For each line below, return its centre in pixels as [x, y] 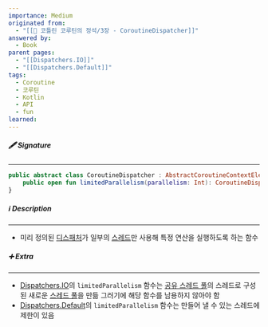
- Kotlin [30, 97]
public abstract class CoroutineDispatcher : [85, 175]
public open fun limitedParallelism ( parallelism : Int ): [118, 183]
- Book [26, 45]
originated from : [37, 23]
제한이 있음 [37, 315]
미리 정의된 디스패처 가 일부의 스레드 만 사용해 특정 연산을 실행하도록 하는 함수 [139, 238]
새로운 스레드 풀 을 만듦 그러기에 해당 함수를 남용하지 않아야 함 [124, 295]
